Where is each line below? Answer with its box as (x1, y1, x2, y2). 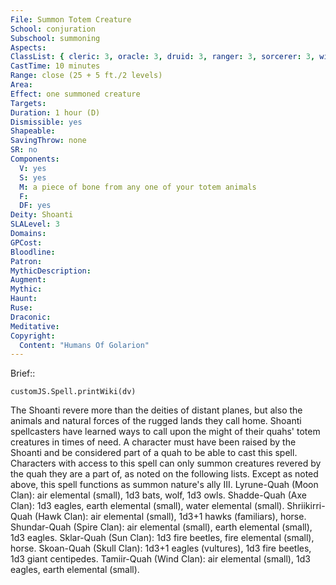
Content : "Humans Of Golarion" (19, 340, 150, 350)
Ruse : (10, 303, 33, 313)
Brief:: (10, 367, 36, 380)
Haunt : (10, 294, 38, 304)
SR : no (10, 145, 38, 155)
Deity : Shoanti (10, 210, 74, 220)
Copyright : (10, 331, 56, 341)
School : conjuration (10, 24, 97, 34)
